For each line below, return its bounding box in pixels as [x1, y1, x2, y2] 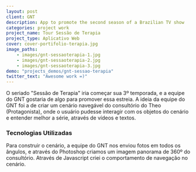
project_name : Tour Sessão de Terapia [6, 30, 101, 36]
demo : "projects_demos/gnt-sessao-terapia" [6, 68, 114, 74]
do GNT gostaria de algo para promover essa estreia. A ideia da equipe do [6, 96, 185, 103]
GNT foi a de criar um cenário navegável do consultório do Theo [6, 102, 161, 109]
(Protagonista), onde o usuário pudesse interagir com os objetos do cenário [6, 108, 189, 115]
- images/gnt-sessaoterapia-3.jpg [16, 62, 101, 69]
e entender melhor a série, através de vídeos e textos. [6, 114, 136, 121]
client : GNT [6, 14, 35, 20]
